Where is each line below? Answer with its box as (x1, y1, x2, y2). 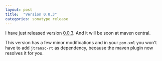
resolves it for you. (5, 50, 44, 56)
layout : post (5, 7, 33, 12)
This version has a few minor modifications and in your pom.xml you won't (5, 40, 157, 46)
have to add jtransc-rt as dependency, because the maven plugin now (5, 45, 153, 51)
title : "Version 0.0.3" (5, 12, 57, 17)
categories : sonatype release (5, 16, 69, 21)
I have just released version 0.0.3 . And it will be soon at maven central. (5, 30, 151, 36)
